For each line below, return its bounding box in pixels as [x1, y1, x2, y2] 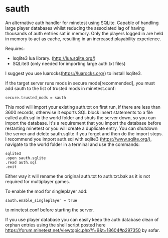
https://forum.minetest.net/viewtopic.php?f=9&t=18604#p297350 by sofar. [5, 227, 160, 233]
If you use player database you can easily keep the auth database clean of [5, 216, 159, 222]
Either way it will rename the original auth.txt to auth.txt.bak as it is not [5, 173, 150, 179]
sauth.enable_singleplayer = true [5, 198, 78, 203]
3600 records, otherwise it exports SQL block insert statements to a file [5, 109, 153, 115]
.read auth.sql [5, 160, 37, 165]
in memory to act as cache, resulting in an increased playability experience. [5, 36, 161, 42]
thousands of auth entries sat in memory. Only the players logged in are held [5, 30, 163, 36]
